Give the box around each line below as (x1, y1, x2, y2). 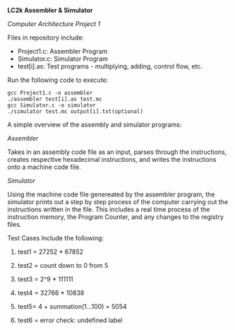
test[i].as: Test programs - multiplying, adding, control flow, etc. (17, 62, 203, 70)
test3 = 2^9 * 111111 (17, 275, 74, 283)
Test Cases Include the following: (7, 234, 104, 242)
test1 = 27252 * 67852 (17, 247, 83, 256)
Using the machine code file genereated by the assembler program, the (7, 190, 215, 199)
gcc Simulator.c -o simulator (7, 102, 97, 109)
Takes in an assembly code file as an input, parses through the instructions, (7, 148, 227, 156)
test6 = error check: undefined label (17, 316, 123, 324)
